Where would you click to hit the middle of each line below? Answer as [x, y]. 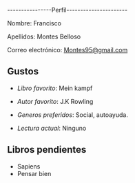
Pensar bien [34, 173]
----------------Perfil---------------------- [67, 10]
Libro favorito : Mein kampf [55, 88]
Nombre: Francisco [34, 23]
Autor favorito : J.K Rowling [55, 101]
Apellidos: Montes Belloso [44, 36]
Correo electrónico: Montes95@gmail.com [67, 50]
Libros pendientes [47, 150]
